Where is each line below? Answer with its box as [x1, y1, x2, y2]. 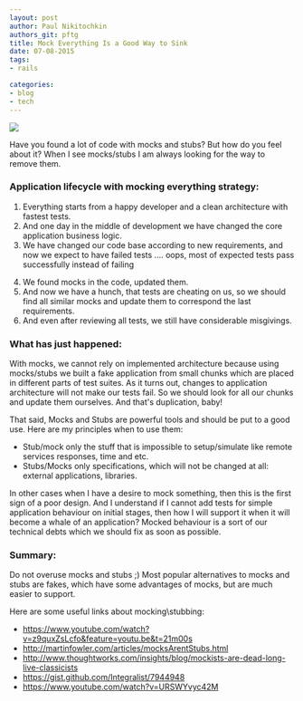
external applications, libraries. [22, 470, 137, 481]
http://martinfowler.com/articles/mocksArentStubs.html [22, 643, 229, 654]
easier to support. [9, 589, 76, 600]
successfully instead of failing [22, 259, 135, 270]
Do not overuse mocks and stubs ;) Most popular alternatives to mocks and [9, 570, 290, 581]
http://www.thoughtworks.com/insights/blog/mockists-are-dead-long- [22, 653, 287, 664]
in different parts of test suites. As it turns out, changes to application [9, 378, 268, 389]
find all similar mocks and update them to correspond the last [22, 295, 251, 306]
